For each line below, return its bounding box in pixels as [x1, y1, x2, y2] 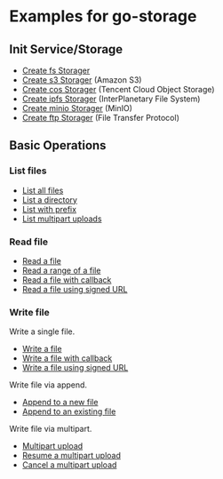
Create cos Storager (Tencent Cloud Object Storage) [21, 84, 215, 94]
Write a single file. [9, 326, 76, 337]
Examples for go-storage [9, 6, 197, 27]
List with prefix [21, 204, 77, 214]
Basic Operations [9, 138, 107, 153]
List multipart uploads [21, 213, 102, 224]
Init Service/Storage [9, 42, 123, 57]
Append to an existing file [21, 406, 116, 417]
